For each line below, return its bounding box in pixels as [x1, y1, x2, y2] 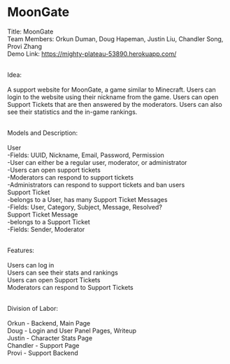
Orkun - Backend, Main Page [7, 319, 91, 327]
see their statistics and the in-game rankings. [7, 108, 138, 116]
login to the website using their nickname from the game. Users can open [7, 92, 219, 101]
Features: [7, 246, 35, 254]
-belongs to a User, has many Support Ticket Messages [7, 195, 168, 203]
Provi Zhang [7, 42, 43, 50]
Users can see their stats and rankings [7, 268, 119, 277]
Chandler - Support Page [7, 341, 80, 349]
